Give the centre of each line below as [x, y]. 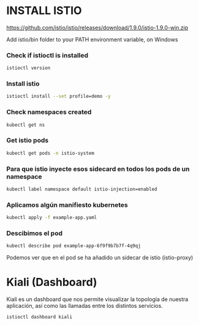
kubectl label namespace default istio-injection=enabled [82, 189]
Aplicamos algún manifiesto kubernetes [67, 204]
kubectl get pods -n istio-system [51, 153]
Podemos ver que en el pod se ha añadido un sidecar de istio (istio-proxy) [100, 258]
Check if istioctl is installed [47, 55]
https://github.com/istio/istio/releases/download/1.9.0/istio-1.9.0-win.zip [97, 28]
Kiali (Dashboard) [52, 282]
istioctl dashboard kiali [39, 317]
